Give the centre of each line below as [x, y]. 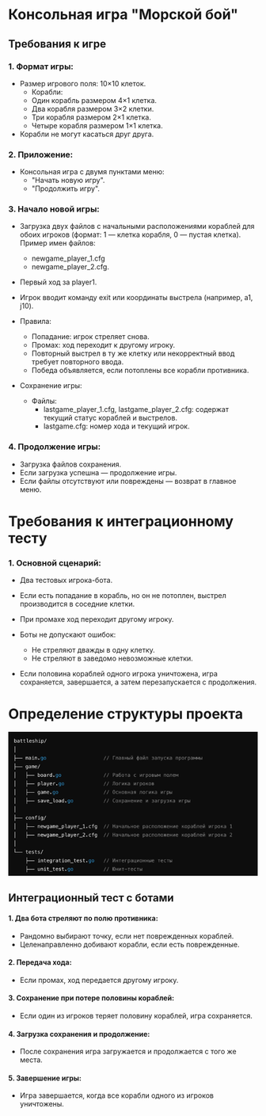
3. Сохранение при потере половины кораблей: [91, 998]
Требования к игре [57, 44]
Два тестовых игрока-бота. [66, 581]
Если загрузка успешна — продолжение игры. [98, 472]
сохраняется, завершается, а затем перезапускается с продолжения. [138, 682]
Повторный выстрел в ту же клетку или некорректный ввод [133, 353]
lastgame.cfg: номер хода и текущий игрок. [116, 426]
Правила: [35, 322]
